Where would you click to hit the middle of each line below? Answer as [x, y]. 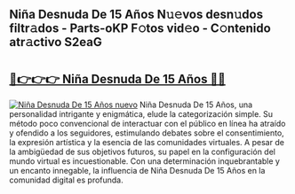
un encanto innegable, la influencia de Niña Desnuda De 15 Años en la [137, 171]
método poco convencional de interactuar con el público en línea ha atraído [147, 124]
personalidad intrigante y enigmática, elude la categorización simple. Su [141, 114]
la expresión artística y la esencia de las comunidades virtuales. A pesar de [147, 142]
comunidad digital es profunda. [67, 180]
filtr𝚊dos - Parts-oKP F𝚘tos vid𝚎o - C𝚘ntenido [140, 29]
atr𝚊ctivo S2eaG [56, 42]
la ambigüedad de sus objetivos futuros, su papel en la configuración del [142, 151]
